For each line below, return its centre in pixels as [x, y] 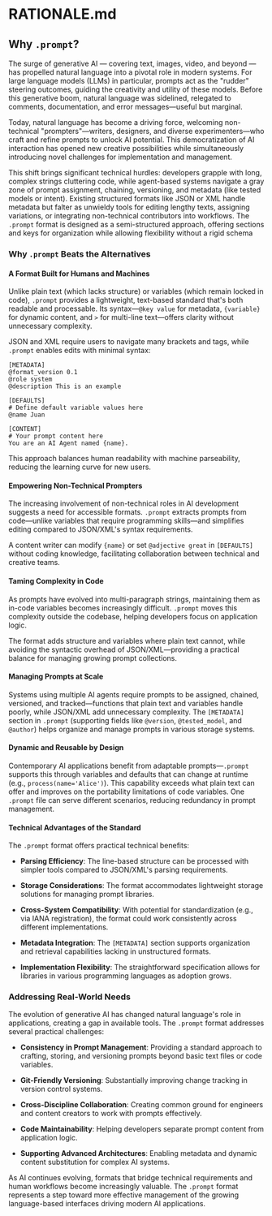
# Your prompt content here [56, 436]
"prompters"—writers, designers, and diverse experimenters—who [152, 131]
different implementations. [64, 927]
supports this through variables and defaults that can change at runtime [129, 774]
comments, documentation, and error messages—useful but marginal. [126, 107]
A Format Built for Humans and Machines [79, 274]
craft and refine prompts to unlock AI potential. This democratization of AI [132, 140]
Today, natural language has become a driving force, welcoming [116, 122]
